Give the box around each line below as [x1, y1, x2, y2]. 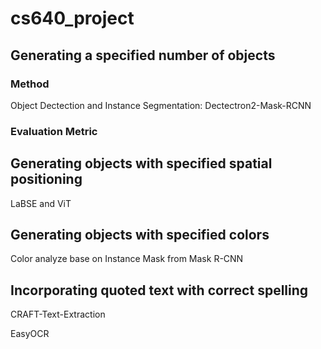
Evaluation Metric [10, 124, 98, 138]
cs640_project [10, 7, 135, 30]
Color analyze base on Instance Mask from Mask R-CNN [10, 253, 244, 265]
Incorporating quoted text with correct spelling [10, 282, 309, 299]
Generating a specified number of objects [10, 47, 276, 64]
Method [10, 77, 50, 91]
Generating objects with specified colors [10, 227, 270, 243]
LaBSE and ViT [10, 197, 72, 209]
